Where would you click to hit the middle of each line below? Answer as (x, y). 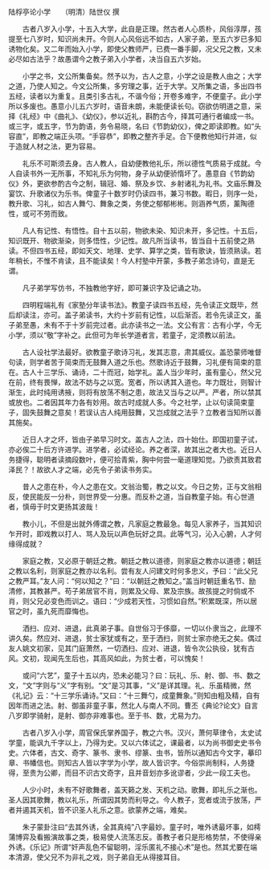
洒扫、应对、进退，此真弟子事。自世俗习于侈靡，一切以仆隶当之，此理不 (142, 628)
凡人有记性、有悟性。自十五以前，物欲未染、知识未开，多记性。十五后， (142, 231)
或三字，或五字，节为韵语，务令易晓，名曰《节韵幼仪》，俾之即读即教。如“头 (135, 126)
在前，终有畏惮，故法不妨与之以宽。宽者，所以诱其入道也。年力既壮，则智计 (135, 382)
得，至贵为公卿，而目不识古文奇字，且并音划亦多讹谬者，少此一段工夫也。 (131, 773)
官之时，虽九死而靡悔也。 (51, 611)
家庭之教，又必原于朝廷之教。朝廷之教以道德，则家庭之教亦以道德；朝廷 (142, 561)
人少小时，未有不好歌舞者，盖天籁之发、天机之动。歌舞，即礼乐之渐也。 (142, 790)
